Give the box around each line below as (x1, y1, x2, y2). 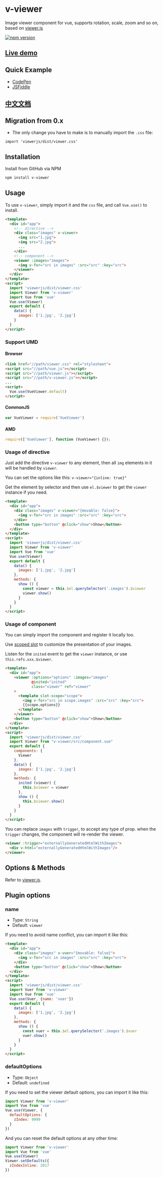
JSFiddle (12, 84, 30, 90)
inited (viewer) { (18, 780, 56, 785)
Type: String (12, 917, 38, 923)
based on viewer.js (5, 25, 43, 31)
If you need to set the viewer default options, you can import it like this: (5, 1089, 149, 1095)
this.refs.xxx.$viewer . (5, 656, 53, 662)
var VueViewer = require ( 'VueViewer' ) (5, 415, 84, 420)
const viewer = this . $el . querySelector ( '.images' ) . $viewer (23, 586, 146, 591)
